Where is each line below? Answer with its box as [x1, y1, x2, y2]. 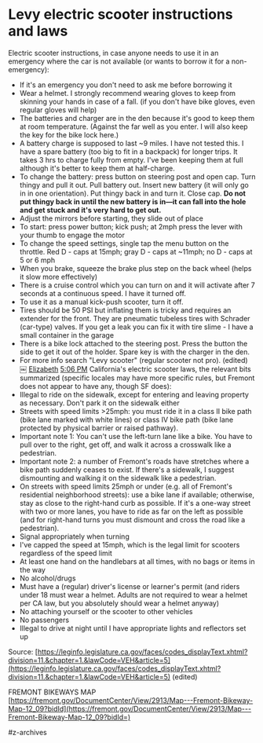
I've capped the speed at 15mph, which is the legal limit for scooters [19, 540, 240, 549]
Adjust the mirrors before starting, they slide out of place [19, 214, 204, 223]
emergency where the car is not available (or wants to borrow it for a [8, 57, 230, 66]
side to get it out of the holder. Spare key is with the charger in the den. [19, 347, 250, 357]
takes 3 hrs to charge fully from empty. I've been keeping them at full [19, 155, 243, 164]
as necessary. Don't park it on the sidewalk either [19, 398, 181, 408]
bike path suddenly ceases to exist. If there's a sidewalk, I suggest [19, 465, 235, 474]
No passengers [19, 615, 69, 624]
